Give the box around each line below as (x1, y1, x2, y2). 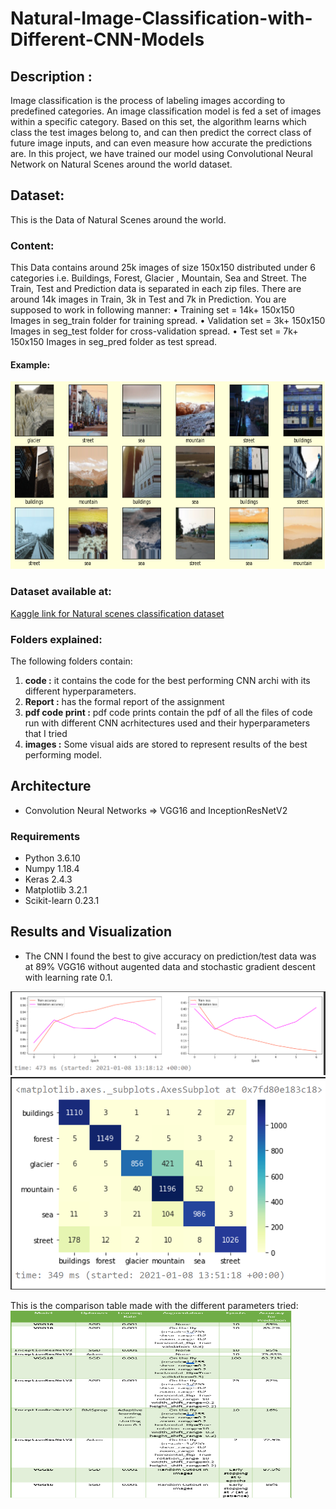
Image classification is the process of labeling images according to (10, 95, 286, 106)
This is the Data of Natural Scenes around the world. (10, 213, 227, 226)
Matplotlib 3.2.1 (24, 884, 88, 896)
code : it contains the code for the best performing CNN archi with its (24, 674, 311, 686)
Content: (10, 238, 55, 252)
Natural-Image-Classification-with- (10, 7, 313, 30)
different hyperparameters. (24, 685, 137, 697)
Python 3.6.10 (24, 852, 81, 864)
